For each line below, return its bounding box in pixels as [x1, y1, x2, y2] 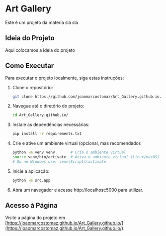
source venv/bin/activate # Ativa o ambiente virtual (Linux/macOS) [12, 155, 160, 160]
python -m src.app [12, 178, 51, 183]
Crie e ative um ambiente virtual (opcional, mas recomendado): [12, 140, 142, 146]
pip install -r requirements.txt [12, 131, 82, 136]
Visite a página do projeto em [5, 215, 66, 221]
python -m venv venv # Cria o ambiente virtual [12, 150, 126, 155]
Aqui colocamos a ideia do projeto [5, 47, 76, 53]
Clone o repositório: [12, 84, 53, 90]
